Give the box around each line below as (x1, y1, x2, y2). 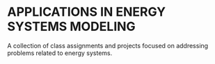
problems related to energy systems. (7, 49, 113, 57)
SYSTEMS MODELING (7, 19, 136, 34)
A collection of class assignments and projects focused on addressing (7, 41, 209, 50)
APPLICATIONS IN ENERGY (7, 4, 166, 20)
